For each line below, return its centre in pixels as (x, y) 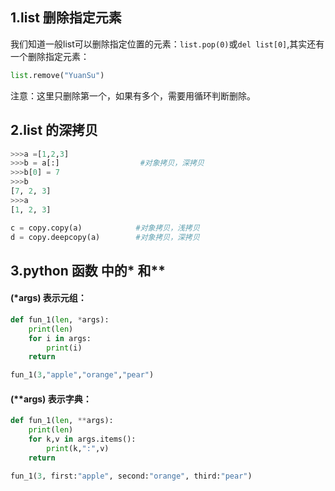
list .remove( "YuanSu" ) (57, 75)
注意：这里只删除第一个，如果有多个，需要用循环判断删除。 (133, 95)
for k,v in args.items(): (82, 439)
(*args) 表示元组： (48, 298)
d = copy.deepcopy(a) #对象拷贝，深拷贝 (105, 237)
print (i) (64, 348)
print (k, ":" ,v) (78, 449)
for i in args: (60, 338)
